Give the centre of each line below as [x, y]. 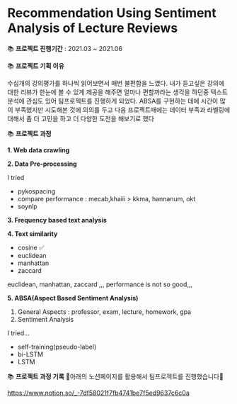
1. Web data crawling [39, 150]
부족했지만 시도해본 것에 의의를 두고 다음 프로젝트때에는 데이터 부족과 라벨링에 [122, 110]
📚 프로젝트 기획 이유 [36, 66]
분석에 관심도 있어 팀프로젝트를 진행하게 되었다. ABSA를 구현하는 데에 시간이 [113, 101]
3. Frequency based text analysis [57, 220]
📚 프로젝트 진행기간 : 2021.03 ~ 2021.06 [65, 48]
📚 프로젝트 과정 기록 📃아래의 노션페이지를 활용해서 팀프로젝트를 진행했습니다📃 [116, 376]
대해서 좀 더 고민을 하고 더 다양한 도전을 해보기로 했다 [81, 118]
